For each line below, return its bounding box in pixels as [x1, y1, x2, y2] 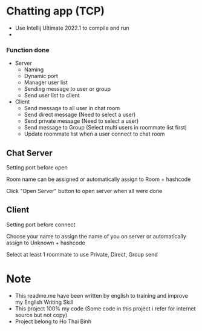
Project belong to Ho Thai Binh [15, 318, 92, 325]
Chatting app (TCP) [6, 4, 105, 18]
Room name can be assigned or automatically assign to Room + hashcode [6, 175, 191, 183]
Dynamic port [24, 73, 59, 80]
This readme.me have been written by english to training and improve [15, 292, 189, 299]
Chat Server [6, 148, 53, 158]
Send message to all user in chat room [24, 105, 120, 112]
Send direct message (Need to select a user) [24, 111, 136, 119]
